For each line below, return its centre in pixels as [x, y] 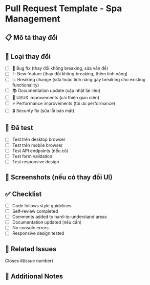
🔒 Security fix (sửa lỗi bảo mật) [43, 110]
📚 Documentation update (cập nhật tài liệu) [56, 90]
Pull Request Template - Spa [64, 9]
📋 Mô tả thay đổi [31, 37]
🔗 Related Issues [31, 249]
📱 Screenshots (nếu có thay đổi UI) [59, 177]
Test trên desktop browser [39, 139]
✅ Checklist [23, 194]
